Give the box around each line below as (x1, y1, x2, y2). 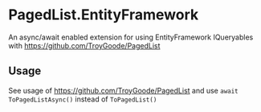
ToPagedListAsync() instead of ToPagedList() (8, 94, 157, 104)
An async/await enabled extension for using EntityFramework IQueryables (8, 32, 254, 42)
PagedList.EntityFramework (8, 6, 199, 24)
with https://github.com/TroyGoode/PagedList (8, 40, 161, 50)
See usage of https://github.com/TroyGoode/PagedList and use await (8, 85, 239, 95)
